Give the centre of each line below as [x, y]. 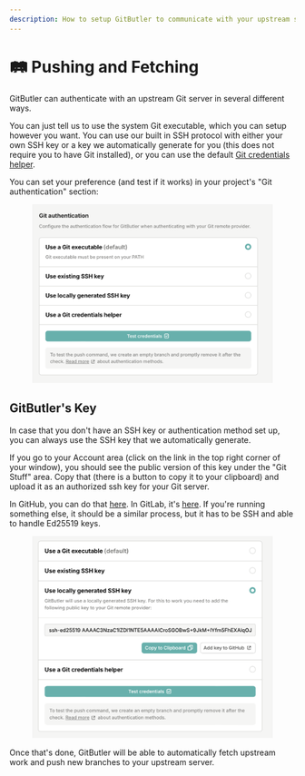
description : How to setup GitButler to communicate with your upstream [150, 19]
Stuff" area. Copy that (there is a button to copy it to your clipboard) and [144, 476]
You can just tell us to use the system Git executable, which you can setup [148, 125]
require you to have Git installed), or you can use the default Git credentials [150, 154]
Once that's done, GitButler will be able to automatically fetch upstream [143, 752]
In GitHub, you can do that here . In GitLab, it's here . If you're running [138, 504]
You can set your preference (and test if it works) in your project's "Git [141, 182]
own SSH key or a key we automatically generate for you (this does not [142, 144]
